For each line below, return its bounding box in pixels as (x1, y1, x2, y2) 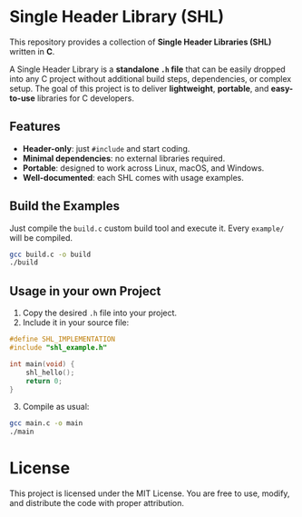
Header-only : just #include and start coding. (22, 143, 190, 154)
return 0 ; (25, 376, 63, 385)
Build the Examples (9, 198, 121, 214)
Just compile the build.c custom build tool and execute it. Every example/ (9, 223, 285, 234)
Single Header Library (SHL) (9, 6, 225, 27)
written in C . (9, 45, 55, 56)
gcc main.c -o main (9, 419, 83, 428)
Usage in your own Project (9, 283, 161, 299)
